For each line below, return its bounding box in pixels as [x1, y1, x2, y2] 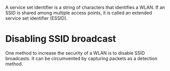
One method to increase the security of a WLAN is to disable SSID [5, 50, 145, 56]
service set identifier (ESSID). [5, 15, 68, 21]
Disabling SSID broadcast [5, 33, 117, 45]
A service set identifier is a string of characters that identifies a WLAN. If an [5, 5, 165, 10]
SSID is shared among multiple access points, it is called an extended [5, 10, 153, 16]
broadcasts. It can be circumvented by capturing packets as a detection [5, 55, 158, 61]
